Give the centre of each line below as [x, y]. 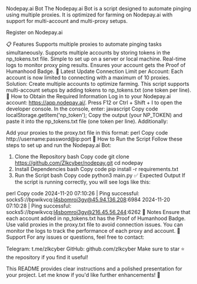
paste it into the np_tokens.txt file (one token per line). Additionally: [87, 121]
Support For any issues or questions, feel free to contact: [75, 237]
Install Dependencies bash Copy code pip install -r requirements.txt [96, 169]
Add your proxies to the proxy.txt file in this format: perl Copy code [87, 133]
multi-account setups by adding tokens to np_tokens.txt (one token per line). [98, 90]
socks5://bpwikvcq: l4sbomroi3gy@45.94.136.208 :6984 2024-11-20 [88, 200]
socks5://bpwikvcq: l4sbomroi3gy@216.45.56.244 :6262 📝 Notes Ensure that [98, 212]
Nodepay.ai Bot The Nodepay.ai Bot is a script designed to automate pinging [98, 9]
